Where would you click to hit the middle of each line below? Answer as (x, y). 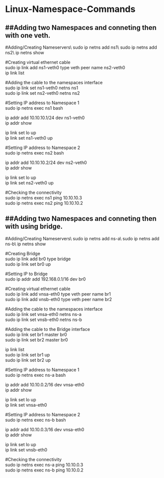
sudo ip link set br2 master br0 (37, 339)
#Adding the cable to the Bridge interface (48, 329)
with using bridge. (34, 227)
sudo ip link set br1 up (28, 354)
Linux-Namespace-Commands (70, 9)
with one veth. (28, 35)
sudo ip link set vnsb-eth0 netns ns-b (43, 319)
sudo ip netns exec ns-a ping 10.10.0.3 (44, 465)
